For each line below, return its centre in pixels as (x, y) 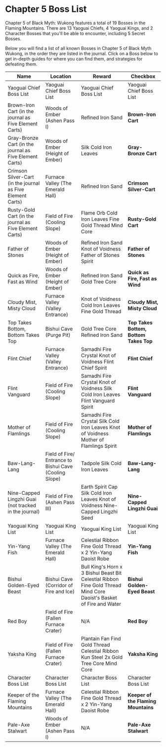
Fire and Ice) (60, 591)
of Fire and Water (101, 604)
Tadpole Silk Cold (101, 463)
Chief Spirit (94, 368)
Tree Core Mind (99, 663)
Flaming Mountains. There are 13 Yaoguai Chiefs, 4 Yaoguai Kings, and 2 (79, 28)
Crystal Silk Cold (100, 421)
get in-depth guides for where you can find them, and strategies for (74, 58)
